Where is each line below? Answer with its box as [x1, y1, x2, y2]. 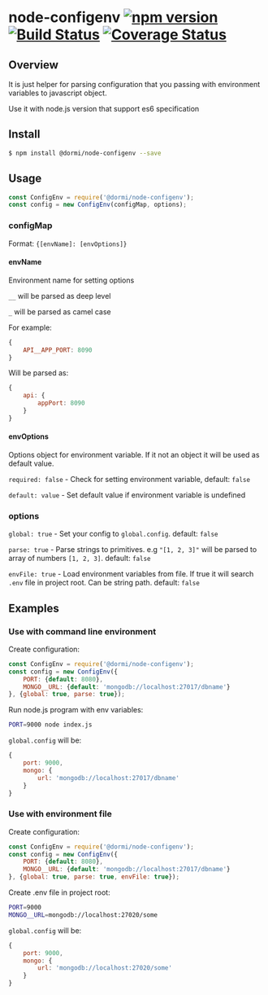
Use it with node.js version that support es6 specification [8, 104, 200, 113]
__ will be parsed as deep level [8, 291, 111, 300]
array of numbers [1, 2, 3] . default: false [8, 554, 151, 563]
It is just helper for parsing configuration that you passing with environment [8, 80, 261, 89]
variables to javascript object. [8, 88, 107, 98]
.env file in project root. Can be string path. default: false [8, 578, 201, 588]
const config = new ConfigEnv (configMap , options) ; [8, 200, 187, 209]
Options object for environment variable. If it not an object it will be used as [8, 449, 260, 459]
